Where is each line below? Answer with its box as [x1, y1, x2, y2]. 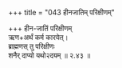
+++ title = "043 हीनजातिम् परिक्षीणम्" [8, 8, 116, 17]
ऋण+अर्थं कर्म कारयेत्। [8, 33, 69, 42]
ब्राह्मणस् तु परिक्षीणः [8, 42, 55, 51]
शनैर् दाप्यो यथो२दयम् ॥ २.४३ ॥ [8, 50, 91, 60]
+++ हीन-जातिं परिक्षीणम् [8, 24, 73, 33]
